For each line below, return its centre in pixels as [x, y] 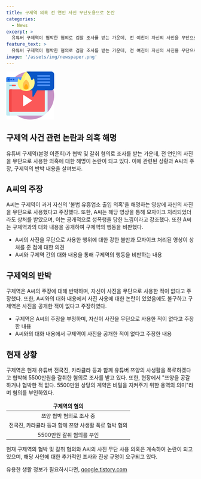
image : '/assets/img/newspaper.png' [52, 57]
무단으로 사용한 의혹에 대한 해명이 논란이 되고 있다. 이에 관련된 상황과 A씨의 [100, 161]
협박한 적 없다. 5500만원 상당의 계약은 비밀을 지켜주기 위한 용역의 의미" [105, 385]
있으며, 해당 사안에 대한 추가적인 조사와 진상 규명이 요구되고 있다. [82, 457]
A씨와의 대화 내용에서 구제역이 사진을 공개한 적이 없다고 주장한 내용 [93, 334]
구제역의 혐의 [68, 406]
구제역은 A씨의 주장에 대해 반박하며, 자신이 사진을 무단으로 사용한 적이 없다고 [96, 291]
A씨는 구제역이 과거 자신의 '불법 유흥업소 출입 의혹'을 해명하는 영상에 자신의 [94, 204]
